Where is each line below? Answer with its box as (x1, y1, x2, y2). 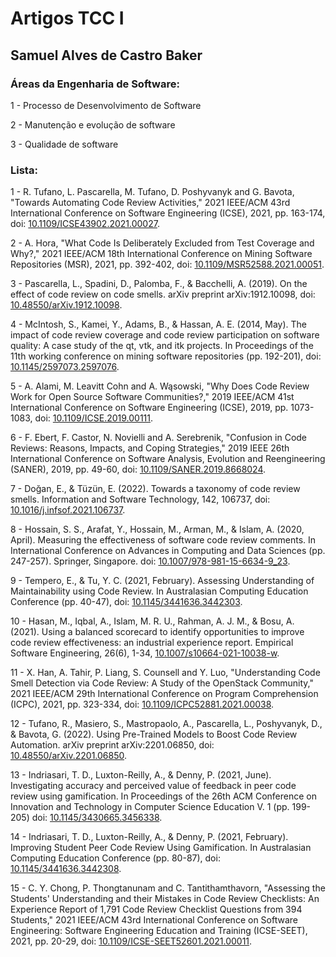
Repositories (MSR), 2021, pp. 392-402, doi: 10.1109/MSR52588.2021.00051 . (10, 258, 325, 271)
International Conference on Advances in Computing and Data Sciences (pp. (10, 545, 326, 557)
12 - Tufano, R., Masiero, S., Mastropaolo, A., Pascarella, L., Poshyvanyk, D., (10, 718, 323, 730)
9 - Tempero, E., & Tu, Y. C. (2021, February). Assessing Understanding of (10, 575, 315, 587)
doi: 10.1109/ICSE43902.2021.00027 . (10, 218, 160, 230)
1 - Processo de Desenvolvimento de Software (10, 99, 202, 111)
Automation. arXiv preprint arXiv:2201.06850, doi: (10, 739, 215, 751)
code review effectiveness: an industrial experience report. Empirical (10, 637, 294, 649)
